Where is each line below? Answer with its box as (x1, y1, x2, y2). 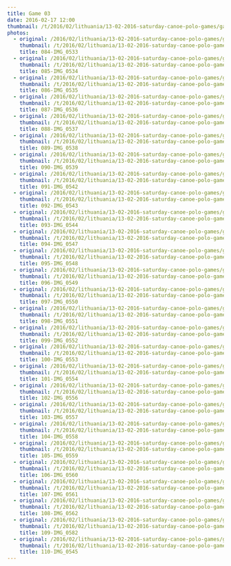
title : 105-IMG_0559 (19, 452, 78, 459)
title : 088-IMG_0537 (19, 125, 78, 132)
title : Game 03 (7, 10, 51, 17)
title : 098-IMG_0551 (19, 318, 78, 325)
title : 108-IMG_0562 (19, 510, 78, 517)
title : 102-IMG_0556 (19, 394, 78, 402)
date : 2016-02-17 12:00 (7, 17, 76, 23)
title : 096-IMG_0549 (19, 279, 78, 286)
